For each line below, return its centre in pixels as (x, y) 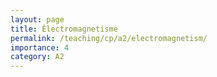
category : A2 (37, 57)
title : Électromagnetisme (64, 29)
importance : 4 (40, 47)
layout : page (37, 19)
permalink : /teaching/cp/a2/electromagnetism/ (109, 38)
